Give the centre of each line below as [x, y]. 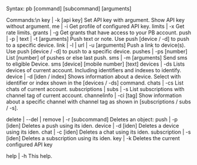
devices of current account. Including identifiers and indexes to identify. [94, 70]
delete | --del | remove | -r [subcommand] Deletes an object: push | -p [92, 119]
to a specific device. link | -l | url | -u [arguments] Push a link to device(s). [96, 45]
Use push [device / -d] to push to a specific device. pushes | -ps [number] [97, 51]
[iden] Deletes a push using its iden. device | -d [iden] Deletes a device [93, 126]
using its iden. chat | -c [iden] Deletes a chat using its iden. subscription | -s [98, 132]
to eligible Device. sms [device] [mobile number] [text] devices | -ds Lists [96, 64]
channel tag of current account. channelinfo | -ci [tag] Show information [94, 95]
